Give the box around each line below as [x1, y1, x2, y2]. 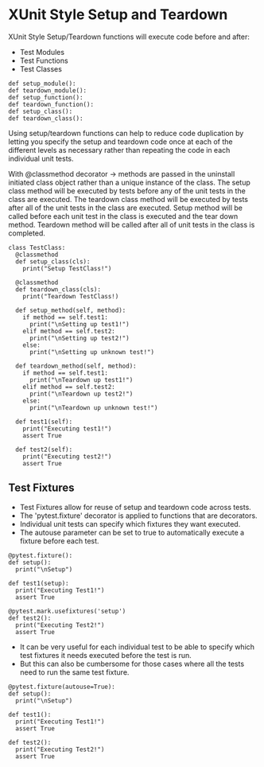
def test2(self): [15, 446, 73, 454]
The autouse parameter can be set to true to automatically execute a [19, 528, 245, 537]
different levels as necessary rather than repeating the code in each [8, 145, 231, 154]
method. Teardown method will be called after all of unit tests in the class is [8, 220, 255, 229]
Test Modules [19, 47, 65, 56]
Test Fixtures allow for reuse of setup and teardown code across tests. [19, 502, 252, 512]
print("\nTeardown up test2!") [29, 390, 134, 398]
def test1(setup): [8, 579, 69, 587]
